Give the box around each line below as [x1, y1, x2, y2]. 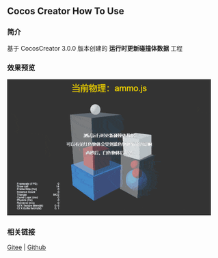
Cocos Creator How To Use [7, 5, 124, 17]
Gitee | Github [7, 243, 46, 252]
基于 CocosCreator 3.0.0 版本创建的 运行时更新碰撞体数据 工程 [7, 44, 183, 52]
